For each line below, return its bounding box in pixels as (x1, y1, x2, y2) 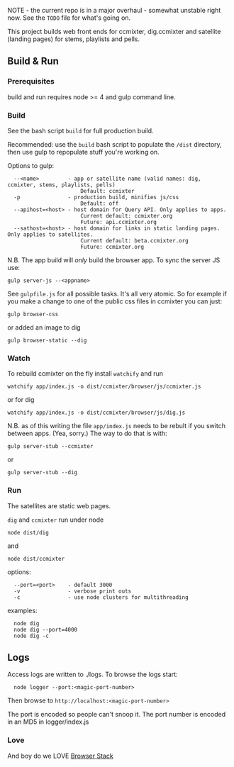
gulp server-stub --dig (7, 469, 78, 476)
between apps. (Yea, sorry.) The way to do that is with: (7, 429, 168, 438)
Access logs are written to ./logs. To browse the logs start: (7, 670, 179, 679)
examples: (7, 606, 38, 615)
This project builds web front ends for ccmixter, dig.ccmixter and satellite (7, 28, 221, 35)
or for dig (7, 396, 35, 404)
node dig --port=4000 (13, 626, 78, 633)
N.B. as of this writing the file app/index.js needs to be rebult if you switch (7, 422, 225, 430)
